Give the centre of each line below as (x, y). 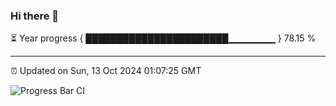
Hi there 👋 (35, 16)
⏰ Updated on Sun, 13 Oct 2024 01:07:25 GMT (106, 71)
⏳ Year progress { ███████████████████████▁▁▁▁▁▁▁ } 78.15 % (163, 38)
